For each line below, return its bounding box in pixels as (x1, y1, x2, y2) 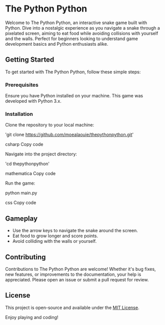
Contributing (5, 253, 46, 261)
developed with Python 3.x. (5, 98, 61, 104)
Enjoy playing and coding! (5, 314, 58, 320)
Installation (5, 110, 33, 117)
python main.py (5, 190, 37, 196)
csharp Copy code (5, 141, 43, 147)
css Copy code (5, 200, 36, 206)
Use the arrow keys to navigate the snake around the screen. (12, 228, 138, 234)
